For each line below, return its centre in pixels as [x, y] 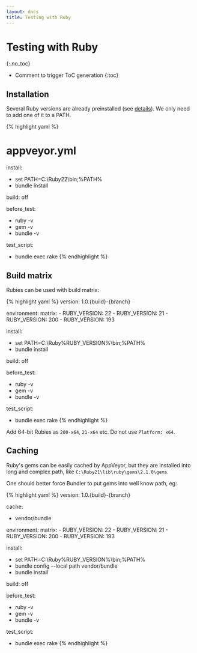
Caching [23, 451]
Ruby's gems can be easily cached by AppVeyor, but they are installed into [98, 465]
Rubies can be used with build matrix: [53, 290]
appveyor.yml [41, 151]
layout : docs [23, 12]
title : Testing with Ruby [38, 17]
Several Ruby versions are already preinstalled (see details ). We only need [98, 109]
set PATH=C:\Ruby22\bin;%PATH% [59, 179]
